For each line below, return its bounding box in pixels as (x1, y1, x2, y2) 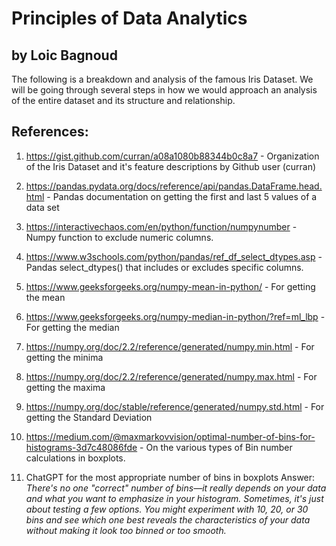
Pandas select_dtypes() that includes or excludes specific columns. (25, 261, 304, 273)
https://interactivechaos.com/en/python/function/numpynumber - (25, 220, 298, 232)
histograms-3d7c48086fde (25, 441, 138, 453)
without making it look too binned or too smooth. (25, 524, 227, 536)
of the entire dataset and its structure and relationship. (11, 95, 236, 106)
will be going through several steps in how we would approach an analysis (11, 84, 318, 96)
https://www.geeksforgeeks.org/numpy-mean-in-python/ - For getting (25, 280, 316, 292)
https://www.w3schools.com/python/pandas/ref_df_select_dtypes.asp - (25, 250, 323, 262)
